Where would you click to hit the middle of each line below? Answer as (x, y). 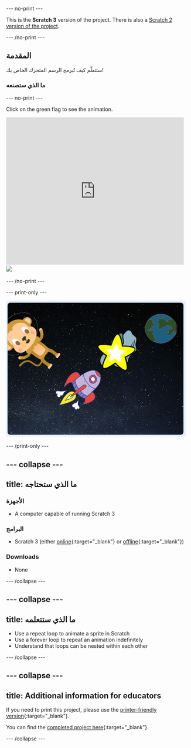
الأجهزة (15, 501)
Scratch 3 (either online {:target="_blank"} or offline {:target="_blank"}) (99, 542)
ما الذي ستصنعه (26, 85)
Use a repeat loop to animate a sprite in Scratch (72, 633)
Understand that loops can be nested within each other (81, 646)
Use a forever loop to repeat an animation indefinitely (79, 640)
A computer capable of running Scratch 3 (65, 514)
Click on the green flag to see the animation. (59, 109)
